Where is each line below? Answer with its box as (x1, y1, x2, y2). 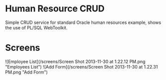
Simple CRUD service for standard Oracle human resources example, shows (5, 19, 162, 25)
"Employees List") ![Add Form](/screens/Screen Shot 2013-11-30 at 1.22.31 (5, 64, 158, 70)
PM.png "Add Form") (5, 69, 48, 75)
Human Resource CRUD (5, 3, 105, 14)
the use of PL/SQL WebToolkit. (5, 24, 68, 30)
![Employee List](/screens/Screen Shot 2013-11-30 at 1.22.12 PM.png (5, 58, 146, 65)
